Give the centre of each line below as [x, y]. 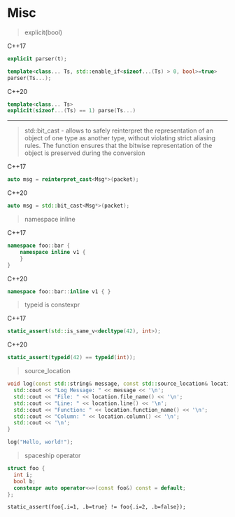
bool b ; [25, 481]
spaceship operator [52, 456]
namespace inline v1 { [53, 252]
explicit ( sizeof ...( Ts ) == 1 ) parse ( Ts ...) [72, 111]
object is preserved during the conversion [85, 153]
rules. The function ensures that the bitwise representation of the [118, 146]
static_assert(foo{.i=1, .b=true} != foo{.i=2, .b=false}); [97, 507]
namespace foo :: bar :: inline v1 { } [59, 291]
